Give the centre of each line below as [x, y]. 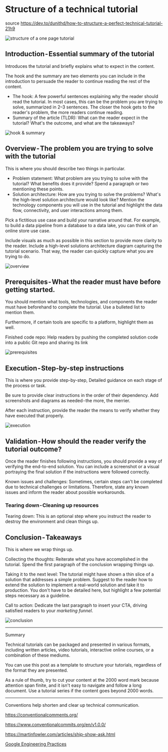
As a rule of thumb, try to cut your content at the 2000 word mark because [82, 680]
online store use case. [28, 231]
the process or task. [26, 386]
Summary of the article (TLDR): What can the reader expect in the [80, 118]
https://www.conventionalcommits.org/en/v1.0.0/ [55, 725]
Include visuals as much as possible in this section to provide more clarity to [84, 240]
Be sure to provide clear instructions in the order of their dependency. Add [82, 395]
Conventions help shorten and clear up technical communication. [72, 705]
